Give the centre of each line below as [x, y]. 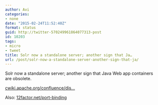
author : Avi [17, 10]
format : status [21, 28]
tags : [11, 42]
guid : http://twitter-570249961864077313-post [53, 32]
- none [12, 19]
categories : [17, 14]
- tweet [13, 50]
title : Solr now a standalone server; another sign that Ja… [69, 55]
